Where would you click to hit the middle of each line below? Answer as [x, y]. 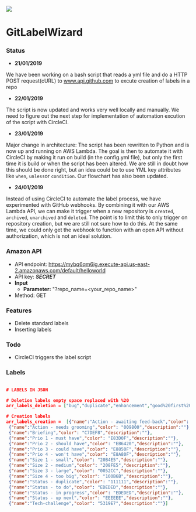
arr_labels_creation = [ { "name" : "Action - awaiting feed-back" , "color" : [98, 422]
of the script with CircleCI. [37, 122]
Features [19, 310]
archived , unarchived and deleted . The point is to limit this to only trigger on [97, 217]
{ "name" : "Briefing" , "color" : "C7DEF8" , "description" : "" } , [80, 433]
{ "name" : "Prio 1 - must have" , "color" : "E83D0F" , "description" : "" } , [94, 438]
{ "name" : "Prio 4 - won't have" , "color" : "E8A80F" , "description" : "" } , [95, 455]
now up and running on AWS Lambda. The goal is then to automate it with [94, 151]
